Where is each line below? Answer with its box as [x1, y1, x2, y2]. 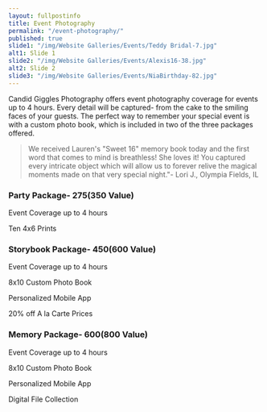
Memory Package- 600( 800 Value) [8, 329, 149, 340]
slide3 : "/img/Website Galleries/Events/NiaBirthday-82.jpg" [8, 72, 218, 80]
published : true [8, 34, 63, 43]
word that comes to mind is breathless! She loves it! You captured [27, 152, 246, 162]
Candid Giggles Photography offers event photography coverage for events [8, 94, 259, 103]
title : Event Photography [8, 19, 95, 27]
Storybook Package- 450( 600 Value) [8, 243, 157, 255]
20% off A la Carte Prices [8, 309, 93, 318]
